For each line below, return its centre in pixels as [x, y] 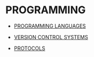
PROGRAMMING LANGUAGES [50, 26]
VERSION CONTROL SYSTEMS [51, 37]
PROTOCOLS [30, 48]
